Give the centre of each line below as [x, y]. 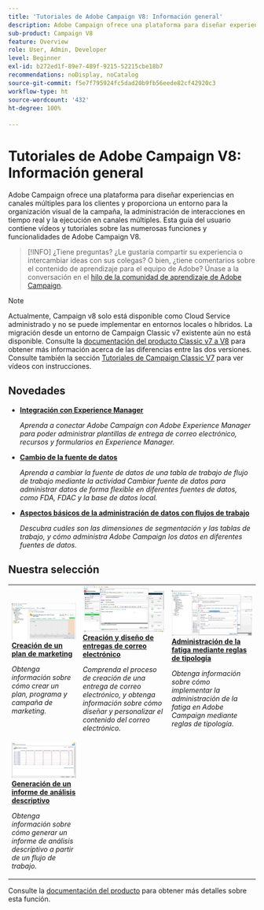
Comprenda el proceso [119, 670]
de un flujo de [34, 858]
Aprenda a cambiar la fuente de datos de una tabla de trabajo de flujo [134, 472]
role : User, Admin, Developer [58, 50]
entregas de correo [114, 646]
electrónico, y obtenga [119, 695]
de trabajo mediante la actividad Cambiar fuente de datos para [123, 481]
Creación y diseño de [118, 637]
